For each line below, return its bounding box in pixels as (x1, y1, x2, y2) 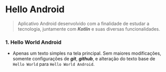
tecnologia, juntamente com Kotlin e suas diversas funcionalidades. (17, 26, 160, 32)
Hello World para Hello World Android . (12, 61, 95, 67)
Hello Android (5, 4, 65, 15)
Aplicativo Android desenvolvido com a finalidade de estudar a (17, 20, 150, 27)
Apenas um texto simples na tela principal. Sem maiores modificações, (12, 50, 161, 57)
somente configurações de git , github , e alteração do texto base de (12, 56, 155, 62)
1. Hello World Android (5, 38, 62, 45)
